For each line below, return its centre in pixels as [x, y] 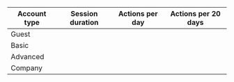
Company [27, 68]
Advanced [28, 57]
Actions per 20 [195, 14]
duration [84, 22]
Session [84, 14]
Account [32, 14]
